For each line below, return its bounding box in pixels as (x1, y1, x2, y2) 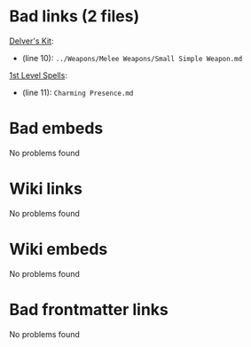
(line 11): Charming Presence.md (21, 87, 134, 98)
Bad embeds (9, 118, 104, 138)
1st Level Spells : (9, 69, 68, 81)
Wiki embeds (9, 240, 108, 259)
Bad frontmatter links (9, 299, 169, 319)
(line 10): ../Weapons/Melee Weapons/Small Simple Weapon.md (21, 52, 243, 63)
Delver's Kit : (9, 35, 54, 46)
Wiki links (9, 179, 82, 199)
